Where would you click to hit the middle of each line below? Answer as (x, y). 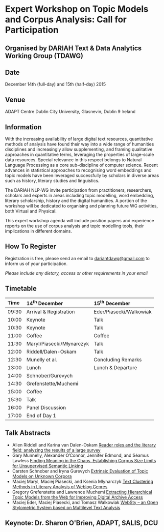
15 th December (112, 303)
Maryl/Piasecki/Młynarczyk (58, 344)
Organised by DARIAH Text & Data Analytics (73, 48)
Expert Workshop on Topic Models (77, 9)
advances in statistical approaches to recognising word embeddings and (78, 170)
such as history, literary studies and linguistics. (52, 181)
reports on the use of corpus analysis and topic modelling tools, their (75, 226)
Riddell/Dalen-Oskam (51, 352)
